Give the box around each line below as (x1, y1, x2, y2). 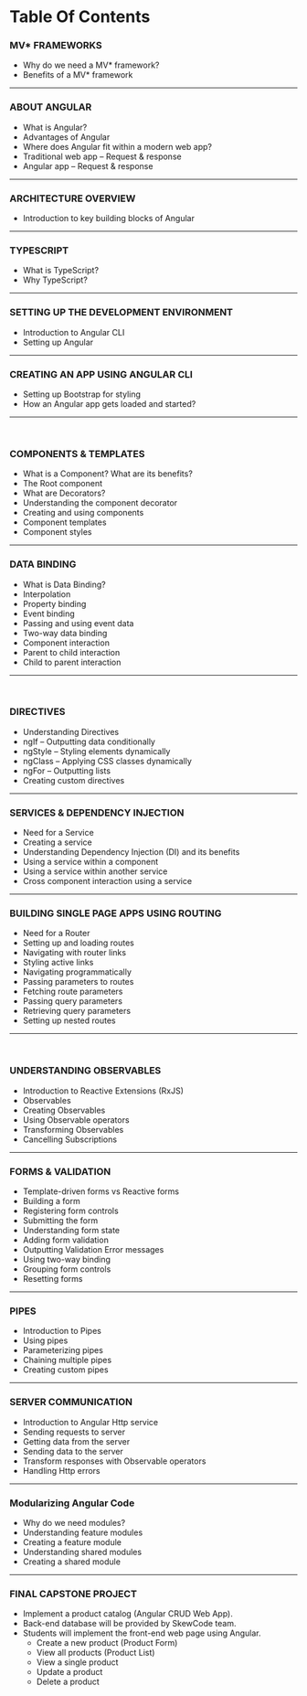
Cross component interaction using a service (22, 876, 193, 887)
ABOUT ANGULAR (9, 101, 92, 113)
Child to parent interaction (22, 656, 122, 667)
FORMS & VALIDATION (9, 1165, 111, 1178)
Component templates (22, 517, 107, 528)
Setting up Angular (22, 336, 94, 347)
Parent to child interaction (22, 646, 121, 657)
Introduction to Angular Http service (22, 1416, 159, 1427)
